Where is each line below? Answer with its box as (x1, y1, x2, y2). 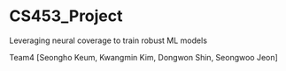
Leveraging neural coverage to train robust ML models (9, 35, 208, 46)
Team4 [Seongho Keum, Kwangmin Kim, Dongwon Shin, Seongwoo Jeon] (9, 52, 279, 62)
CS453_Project (9, 6, 123, 26)
